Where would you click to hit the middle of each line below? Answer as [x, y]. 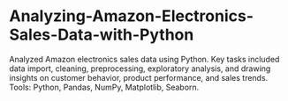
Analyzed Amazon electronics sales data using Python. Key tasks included [144, 59]
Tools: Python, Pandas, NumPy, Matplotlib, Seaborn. [104, 87]
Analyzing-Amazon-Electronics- [132, 16]
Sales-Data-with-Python [102, 35]
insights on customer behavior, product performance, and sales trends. [139, 77]
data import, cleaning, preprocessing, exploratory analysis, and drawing [140, 69]
